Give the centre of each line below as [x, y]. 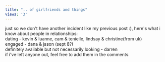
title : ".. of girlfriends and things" [46, 10]
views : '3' [16, 14]
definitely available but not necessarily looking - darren [61, 49]
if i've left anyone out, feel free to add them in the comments [67, 54]
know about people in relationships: [42, 33]
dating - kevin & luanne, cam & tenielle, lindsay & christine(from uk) [74, 39]
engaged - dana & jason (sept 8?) [39, 44]
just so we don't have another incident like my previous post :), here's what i [83, 28]
